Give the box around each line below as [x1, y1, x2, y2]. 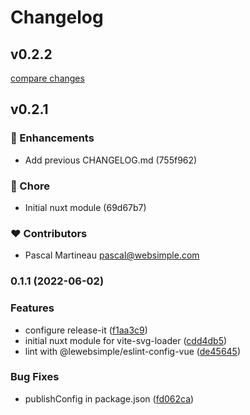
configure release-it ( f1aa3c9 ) [24, 324, 148, 336]
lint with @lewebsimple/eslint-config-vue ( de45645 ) [24, 345, 242, 357]
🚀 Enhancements [10, 131, 95, 145]
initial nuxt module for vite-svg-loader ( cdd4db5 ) [24, 334, 228, 346]
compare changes [10, 72, 85, 84]
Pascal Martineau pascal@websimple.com [24, 249, 200, 261]
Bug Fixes [10, 370, 60, 384]
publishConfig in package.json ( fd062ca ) [24, 392, 195, 405]
